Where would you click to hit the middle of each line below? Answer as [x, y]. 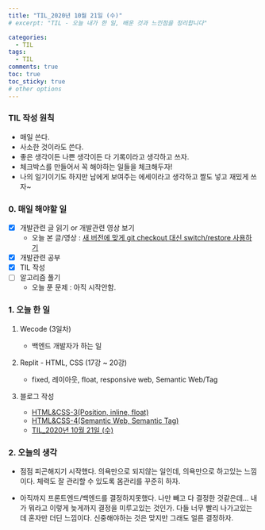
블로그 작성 [37, 396]
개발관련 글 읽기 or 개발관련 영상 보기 [77, 228]
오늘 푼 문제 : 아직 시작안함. [74, 287]
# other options [35, 89]
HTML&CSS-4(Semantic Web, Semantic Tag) [105, 421]
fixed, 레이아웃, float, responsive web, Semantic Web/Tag [125, 379]
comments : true [33, 67]
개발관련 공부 [40, 258]
